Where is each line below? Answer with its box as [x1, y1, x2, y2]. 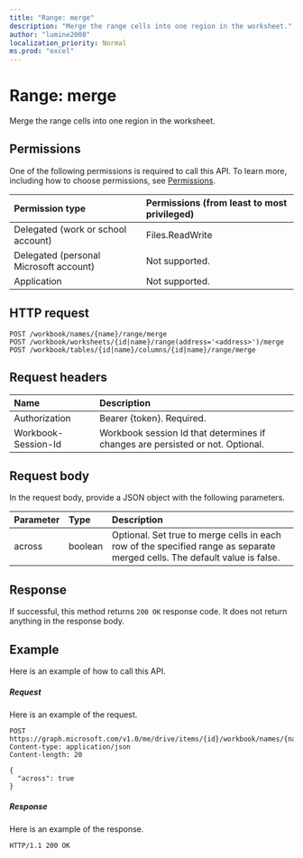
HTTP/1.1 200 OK [9, 841, 70, 850]
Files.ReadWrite [145, 228, 213, 241]
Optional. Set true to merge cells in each [111, 529, 281, 541]
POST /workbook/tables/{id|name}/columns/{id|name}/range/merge [9, 345, 256, 355]
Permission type [14, 202, 87, 215]
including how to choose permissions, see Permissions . [9, 175, 216, 186]
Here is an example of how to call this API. [9, 665, 166, 677]
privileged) [145, 208, 195, 220]
